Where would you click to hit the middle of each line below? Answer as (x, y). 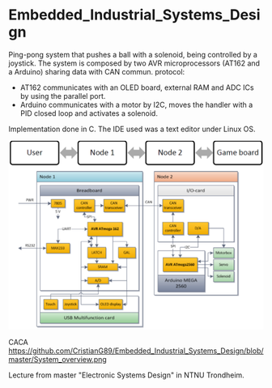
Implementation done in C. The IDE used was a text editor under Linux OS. (132, 129)
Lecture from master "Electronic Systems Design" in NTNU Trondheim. (126, 375)
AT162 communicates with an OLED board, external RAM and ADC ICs (137, 87)
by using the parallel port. (63, 96)
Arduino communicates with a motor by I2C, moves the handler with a (136, 104)
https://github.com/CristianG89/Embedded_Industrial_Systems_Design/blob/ (136, 351)
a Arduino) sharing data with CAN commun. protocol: (97, 71)
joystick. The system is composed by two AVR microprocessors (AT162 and (134, 63)
